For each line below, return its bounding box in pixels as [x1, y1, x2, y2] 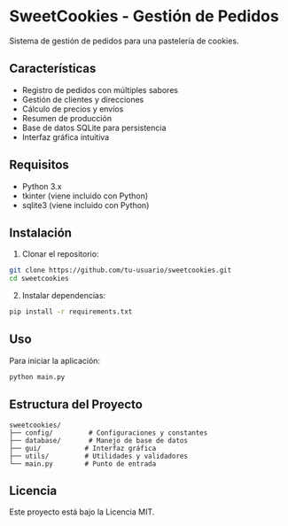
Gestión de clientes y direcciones [21, 94, 144, 104]
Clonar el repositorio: [21, 249, 99, 259]
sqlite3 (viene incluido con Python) [21, 199, 150, 210]
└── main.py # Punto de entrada [9, 459, 157, 468]
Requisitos [9, 158, 69, 173]
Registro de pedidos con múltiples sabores [21, 84, 179, 95]
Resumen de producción [21, 112, 113, 123]
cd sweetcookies [9, 275, 69, 283]
